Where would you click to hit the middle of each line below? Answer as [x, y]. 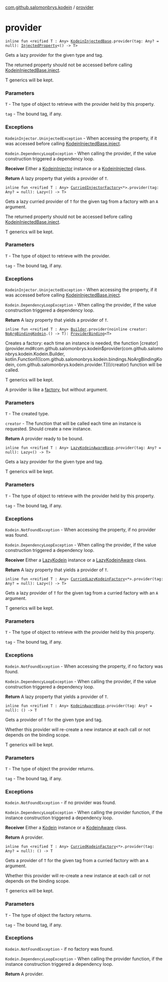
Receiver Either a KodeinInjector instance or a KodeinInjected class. [76, 168]
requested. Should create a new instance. [48, 429]
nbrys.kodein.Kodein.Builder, [35, 354]
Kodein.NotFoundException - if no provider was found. [61, 803]
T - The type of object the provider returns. [50, 768]
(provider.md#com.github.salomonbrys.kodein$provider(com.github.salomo [84, 349]
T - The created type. [27, 414]
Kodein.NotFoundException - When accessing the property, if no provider [80, 530]
